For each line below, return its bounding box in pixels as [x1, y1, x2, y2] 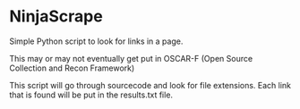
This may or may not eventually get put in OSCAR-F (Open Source [9, 53, 253, 63]
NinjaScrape [9, 6, 103, 27]
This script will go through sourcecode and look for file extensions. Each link [9, 80, 292, 90]
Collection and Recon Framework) [9, 63, 135, 73]
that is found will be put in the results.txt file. [9, 89, 173, 100]
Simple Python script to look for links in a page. [9, 36, 184, 46]
